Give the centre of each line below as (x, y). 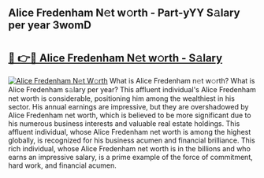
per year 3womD (50, 26)
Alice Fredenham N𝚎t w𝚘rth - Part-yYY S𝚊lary (124, 13)
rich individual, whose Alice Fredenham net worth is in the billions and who (129, 148)
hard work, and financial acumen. (62, 165)
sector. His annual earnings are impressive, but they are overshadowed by (128, 107)
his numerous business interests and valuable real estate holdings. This (124, 124)
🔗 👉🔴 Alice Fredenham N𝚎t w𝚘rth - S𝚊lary (115, 58)
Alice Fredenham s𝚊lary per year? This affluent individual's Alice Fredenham (132, 89)
